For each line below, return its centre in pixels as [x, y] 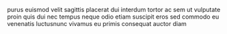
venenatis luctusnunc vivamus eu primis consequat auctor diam [97, 24]
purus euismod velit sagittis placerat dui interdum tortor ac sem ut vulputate [114, 10]
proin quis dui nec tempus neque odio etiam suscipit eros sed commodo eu [113, 17]
